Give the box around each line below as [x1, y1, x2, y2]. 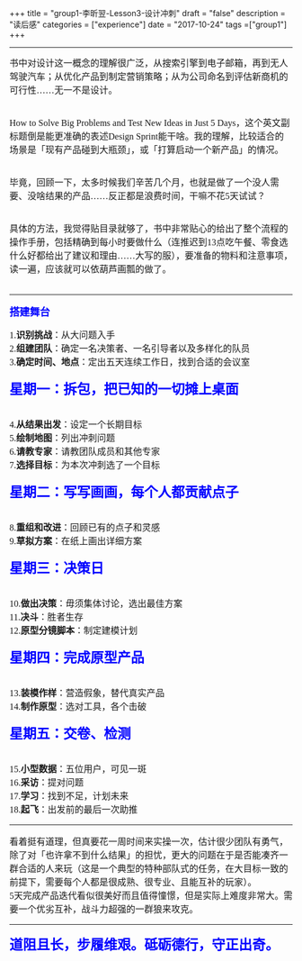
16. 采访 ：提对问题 [9, 777, 84, 788]
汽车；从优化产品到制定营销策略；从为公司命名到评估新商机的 [27, 71, 289, 82]
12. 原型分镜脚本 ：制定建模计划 [9, 625, 138, 636]
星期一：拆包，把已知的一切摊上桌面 [9, 382, 239, 397]
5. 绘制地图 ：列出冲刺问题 [9, 433, 116, 443]
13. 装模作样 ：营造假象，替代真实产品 [9, 688, 165, 698]
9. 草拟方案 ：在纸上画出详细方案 [9, 536, 143, 547]
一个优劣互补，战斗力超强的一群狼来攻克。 [18, 904, 200, 914]
